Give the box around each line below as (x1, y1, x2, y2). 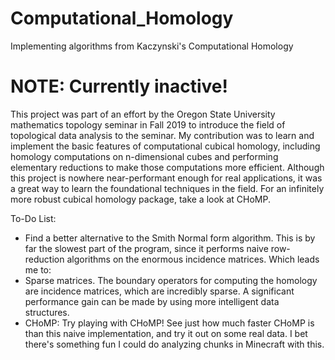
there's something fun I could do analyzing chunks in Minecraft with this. (24, 338, 325, 350)
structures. (24, 306, 70, 318)
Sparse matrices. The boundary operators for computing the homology (24, 274, 318, 286)
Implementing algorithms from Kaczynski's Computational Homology (10, 40, 294, 52)
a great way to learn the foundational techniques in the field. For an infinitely (10, 182, 325, 194)
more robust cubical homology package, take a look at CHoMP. (10, 193, 272, 205)
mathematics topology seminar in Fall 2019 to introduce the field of (10, 118, 286, 131)
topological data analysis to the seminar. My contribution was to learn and (10, 129, 315, 141)
